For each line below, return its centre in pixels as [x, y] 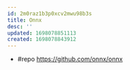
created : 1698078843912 [42, 40]
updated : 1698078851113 [42, 33]
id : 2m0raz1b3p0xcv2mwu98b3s [50, 14]
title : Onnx [24, 20]
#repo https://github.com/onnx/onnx [70, 59]
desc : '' [20, 26]
